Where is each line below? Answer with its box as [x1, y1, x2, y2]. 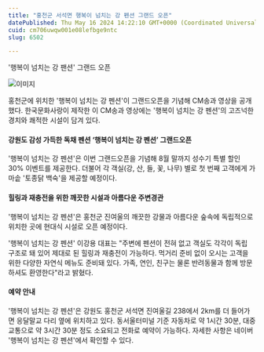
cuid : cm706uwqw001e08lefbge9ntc [8, 26, 118, 34]
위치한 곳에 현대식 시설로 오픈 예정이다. [8, 221, 128, 231]
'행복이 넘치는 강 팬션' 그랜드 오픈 [8, 63, 112, 72]
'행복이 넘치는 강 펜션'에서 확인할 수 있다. [8, 335, 134, 345]
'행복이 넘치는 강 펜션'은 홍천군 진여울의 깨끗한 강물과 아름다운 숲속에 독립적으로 [8, 212, 254, 221]
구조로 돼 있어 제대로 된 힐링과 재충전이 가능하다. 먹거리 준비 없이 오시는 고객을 [8, 248, 249, 257]
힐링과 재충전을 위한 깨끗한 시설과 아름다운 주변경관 [8, 193, 164, 202]
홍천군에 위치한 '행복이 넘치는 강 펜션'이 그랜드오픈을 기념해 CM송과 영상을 [8, 96, 237, 106]
